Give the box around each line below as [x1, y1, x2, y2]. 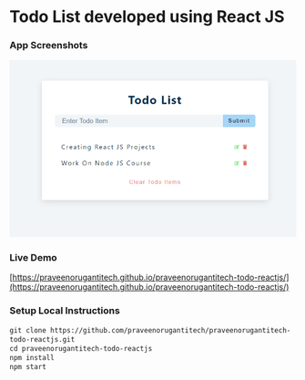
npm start [9, 363, 47, 372]
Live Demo [9, 251, 57, 263]
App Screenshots [9, 39, 88, 52]
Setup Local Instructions [9, 303, 120, 316]
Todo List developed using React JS [9, 6, 285, 27]
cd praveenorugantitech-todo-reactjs [9, 344, 153, 354]
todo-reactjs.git [9, 335, 76, 344]
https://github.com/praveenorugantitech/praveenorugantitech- [49, 326, 291, 335]
